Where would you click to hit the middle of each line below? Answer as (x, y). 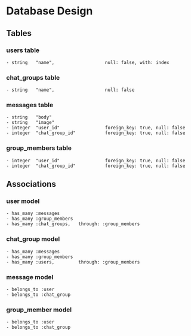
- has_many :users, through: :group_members (73, 262)
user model (23, 201)
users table (23, 50)
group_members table (39, 148)
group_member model (39, 310)
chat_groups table (33, 77)
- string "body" (29, 117)
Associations (31, 184)
